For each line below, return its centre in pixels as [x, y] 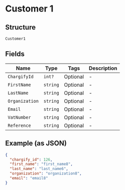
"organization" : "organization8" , [46, 173]
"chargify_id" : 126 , [31, 159]
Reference [19, 125]
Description [103, 68]
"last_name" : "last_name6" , [39, 169]
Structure [21, 27]
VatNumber [19, 117]
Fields [15, 54]
